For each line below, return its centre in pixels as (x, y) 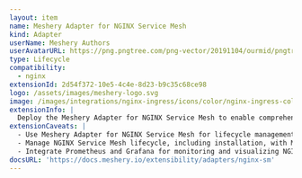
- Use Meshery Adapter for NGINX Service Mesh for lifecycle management (156, 135)
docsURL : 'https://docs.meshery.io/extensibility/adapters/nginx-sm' (142, 160)
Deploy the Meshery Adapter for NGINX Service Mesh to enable (136, 118)
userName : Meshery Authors (60, 43)
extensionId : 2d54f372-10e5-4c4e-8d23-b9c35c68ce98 (108, 85)
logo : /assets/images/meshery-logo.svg (84, 93)
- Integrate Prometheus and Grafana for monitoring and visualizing (148, 151)
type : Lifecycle (40, 59)
